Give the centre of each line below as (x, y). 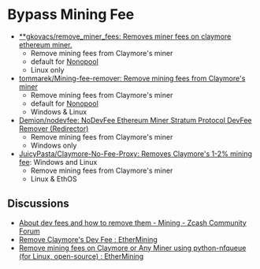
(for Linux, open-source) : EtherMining (81, 256)
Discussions (38, 204)
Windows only (54, 145)
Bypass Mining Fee (71, 15)
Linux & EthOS (54, 178)
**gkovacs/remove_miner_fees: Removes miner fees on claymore (125, 36)
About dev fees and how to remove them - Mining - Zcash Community (133, 222)
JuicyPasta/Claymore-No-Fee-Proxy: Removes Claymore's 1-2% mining (136, 153)
